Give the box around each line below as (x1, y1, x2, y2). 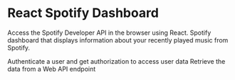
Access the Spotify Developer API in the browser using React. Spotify (7, 28, 211, 37)
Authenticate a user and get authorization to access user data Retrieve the (7, 57, 226, 65)
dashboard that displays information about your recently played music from (7, 35, 229, 44)
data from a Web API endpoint (7, 64, 96, 73)
